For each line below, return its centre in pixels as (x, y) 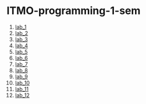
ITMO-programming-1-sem (74, 11)
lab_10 (22, 82)
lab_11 (22, 89)
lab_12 (22, 95)
